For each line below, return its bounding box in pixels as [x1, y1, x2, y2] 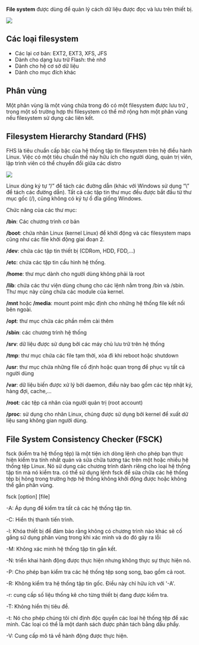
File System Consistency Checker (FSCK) [6, 434, 163, 444]
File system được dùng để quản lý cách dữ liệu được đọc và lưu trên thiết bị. [6, 6, 193, 12]
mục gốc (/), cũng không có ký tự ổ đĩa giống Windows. [6, 195, 143, 202]
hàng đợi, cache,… [6, 388, 52, 395]
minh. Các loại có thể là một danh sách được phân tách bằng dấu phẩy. [6, 621, 180, 628]
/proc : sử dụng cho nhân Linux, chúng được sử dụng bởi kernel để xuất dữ [6, 410, 189, 418]
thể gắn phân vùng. [6, 482, 54, 489]
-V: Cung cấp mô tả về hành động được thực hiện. [6, 633, 129, 640]
